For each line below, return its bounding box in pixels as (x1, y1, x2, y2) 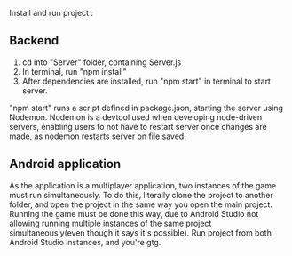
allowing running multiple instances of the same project (9, 218, 212, 228)
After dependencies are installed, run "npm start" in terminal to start (21, 76, 271, 86)
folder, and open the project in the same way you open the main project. (9, 199, 273, 210)
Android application (9, 156, 122, 172)
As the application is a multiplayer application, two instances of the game (9, 180, 277, 190)
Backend (9, 33, 59, 48)
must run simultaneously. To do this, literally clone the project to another (9, 189, 273, 200)
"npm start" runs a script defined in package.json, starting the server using (9, 102, 284, 113)
